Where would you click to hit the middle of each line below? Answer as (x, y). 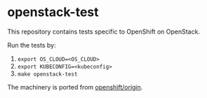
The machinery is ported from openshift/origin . (75, 87)
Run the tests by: (32, 45)
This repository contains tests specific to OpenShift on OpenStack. (103, 31)
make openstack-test (47, 74)
